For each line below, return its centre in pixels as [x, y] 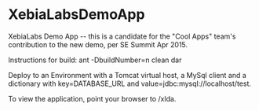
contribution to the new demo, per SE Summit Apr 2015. [98, 44]
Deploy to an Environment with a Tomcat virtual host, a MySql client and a [128, 75]
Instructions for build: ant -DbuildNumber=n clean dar [95, 60]
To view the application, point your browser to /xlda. [92, 98]
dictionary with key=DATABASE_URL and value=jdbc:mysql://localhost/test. [129, 83]
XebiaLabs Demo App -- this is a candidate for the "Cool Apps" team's [122, 36]
